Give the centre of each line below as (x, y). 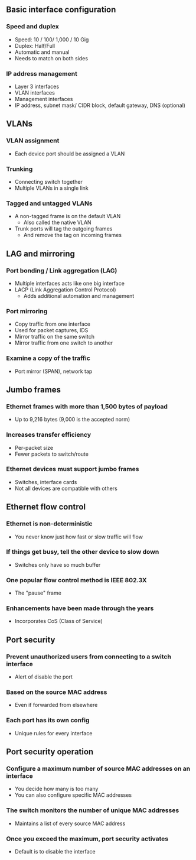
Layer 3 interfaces (37, 86)
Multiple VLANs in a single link (51, 188)
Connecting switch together (48, 181)
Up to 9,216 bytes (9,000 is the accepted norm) (72, 420)
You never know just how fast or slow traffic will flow (79, 537)
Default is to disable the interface (55, 851)
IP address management (42, 73)
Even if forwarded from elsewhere (56, 705)
